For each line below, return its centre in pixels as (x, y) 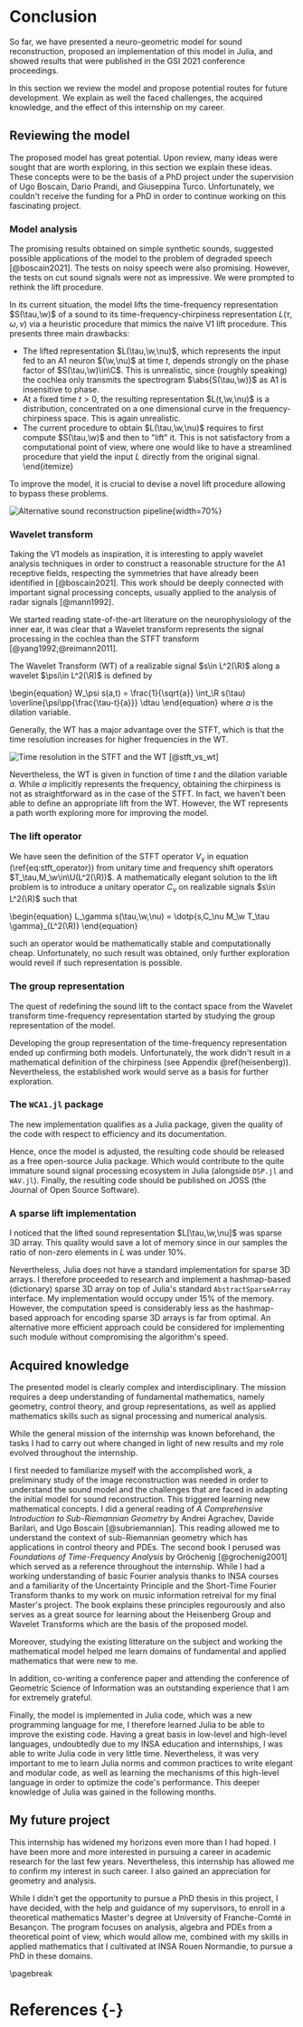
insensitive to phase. (61, 390)
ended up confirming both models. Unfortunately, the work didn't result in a (150, 1052)
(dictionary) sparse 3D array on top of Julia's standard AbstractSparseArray (150, 1289)
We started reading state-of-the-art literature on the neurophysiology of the (151, 620)
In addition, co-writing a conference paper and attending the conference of (149, 1678)
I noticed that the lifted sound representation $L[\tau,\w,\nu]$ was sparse (146, 1233)
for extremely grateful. (51, 1697)
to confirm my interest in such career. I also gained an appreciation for (140, 1871)
